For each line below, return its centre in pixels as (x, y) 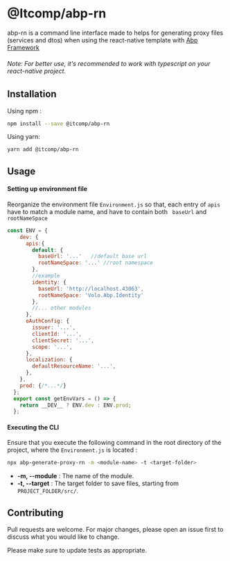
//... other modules (62, 308)
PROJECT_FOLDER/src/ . (47, 491)
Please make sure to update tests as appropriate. (77, 551)
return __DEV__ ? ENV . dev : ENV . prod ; (76, 405)
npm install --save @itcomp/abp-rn (59, 124)
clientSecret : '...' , (63, 340)
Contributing (35, 513)
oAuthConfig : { (47, 321)
